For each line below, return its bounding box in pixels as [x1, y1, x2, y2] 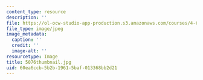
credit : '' [11, 43, 39, 49]
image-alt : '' [11, 48, 47, 54]
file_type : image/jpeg [6, 25, 63, 32]
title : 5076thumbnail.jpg [6, 59, 71, 65]
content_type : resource [6, 8, 66, 15]
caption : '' [11, 37, 42, 43]
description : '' [6, 14, 47, 20]
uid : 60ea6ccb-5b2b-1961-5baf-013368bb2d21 [6, 64, 118, 71]
